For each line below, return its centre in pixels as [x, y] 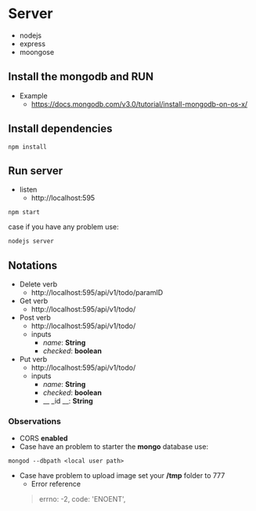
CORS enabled [43, 438]
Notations [32, 265]
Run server [36, 171]
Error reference [56, 484]
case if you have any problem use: [63, 227]
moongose [37, 52]
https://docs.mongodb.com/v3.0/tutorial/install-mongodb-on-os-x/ [139, 104]
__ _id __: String [68, 401]
